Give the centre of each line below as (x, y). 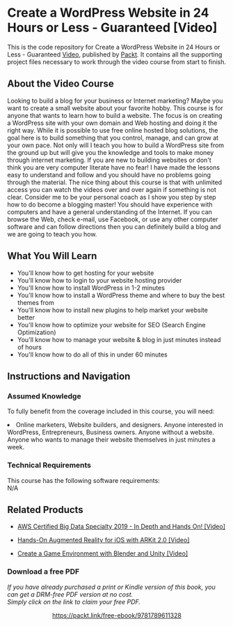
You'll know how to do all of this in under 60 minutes (93, 355)
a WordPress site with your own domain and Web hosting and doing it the (112, 123)
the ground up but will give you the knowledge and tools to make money (111, 152)
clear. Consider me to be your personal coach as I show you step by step (112, 197)
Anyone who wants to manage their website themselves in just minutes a (111, 440)
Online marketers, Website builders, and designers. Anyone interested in (120, 425)
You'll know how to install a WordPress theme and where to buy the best (121, 295)
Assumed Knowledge (44, 396)
